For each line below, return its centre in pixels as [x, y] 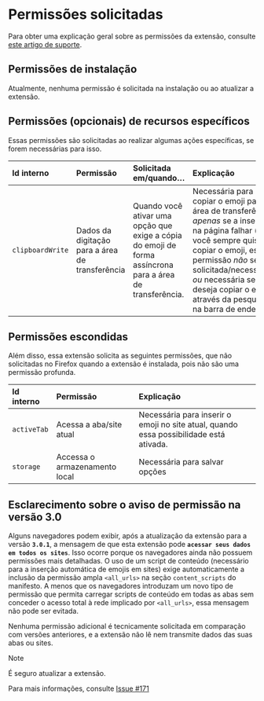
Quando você [158, 206]
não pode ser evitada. [43, 611]
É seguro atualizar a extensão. [57, 673]
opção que [153, 226]
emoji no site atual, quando [188, 424]
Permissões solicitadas [86, 15]
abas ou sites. [31, 643]
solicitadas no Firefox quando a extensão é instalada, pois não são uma [124, 364]
